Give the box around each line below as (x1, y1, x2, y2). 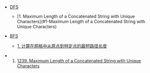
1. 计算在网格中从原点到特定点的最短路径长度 (17, 43, 107, 49)
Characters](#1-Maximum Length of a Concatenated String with (17, 19, 146, 24)
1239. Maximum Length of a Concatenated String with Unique (17, 58, 141, 63)
